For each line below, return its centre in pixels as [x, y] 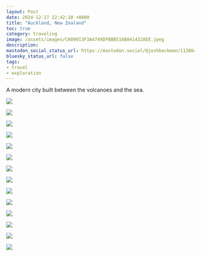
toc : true [19, 28]
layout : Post [22, 12]
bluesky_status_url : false [40, 56]
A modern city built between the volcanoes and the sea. [75, 90]
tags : [13, 62]
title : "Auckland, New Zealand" [46, 23]
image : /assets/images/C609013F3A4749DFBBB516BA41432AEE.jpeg [85, 39]
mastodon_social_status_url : [42, 51]
